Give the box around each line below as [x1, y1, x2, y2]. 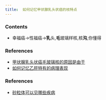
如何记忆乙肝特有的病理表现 [12, 65, 68, 71]
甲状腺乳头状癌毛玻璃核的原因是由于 [12, 59, 85, 65]
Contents [5, 23, 28, 30]
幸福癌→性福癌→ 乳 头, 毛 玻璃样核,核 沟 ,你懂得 [12, 35, 102, 40]
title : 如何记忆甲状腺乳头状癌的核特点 [5, 7, 77, 12]
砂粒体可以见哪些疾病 [12, 89, 55, 95]
